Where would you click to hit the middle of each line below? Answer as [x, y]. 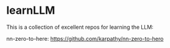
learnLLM [31, 10]
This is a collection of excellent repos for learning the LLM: [80, 27]
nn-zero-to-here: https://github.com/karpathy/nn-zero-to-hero [85, 38]
